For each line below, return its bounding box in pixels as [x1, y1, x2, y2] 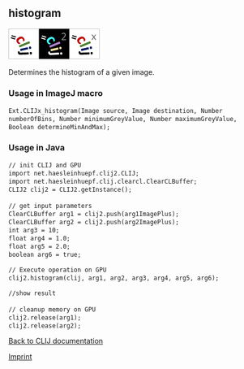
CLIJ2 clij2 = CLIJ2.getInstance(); [8, 186, 132, 194]
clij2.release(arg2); [8, 322, 82, 330]
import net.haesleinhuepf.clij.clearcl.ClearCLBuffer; [8, 178, 198, 186]
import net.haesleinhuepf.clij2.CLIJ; [8, 170, 139, 178]
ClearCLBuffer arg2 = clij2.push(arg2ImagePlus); [8, 219, 180, 227]
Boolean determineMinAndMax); [8, 124, 111, 132]
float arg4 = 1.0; [8, 235, 71, 243]
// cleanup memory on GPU [8, 306, 96, 314]
